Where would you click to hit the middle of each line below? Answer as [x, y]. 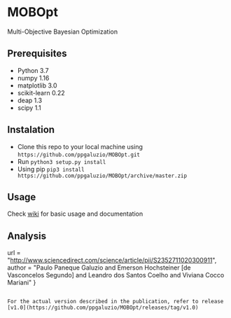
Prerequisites [37, 54]
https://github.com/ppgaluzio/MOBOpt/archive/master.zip [102, 176]
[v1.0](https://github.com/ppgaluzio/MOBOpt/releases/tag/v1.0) [103, 308]
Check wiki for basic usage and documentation [75, 214]
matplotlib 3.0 [37, 85]
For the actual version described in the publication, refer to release [115, 302]
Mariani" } [22, 283]
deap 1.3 [30, 100]
